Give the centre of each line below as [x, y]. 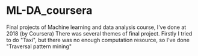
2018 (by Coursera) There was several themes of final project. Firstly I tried [99, 33]
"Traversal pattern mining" [39, 46]
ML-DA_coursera [49, 11]
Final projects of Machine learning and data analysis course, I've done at [96, 27]
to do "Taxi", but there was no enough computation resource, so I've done [98, 40]
